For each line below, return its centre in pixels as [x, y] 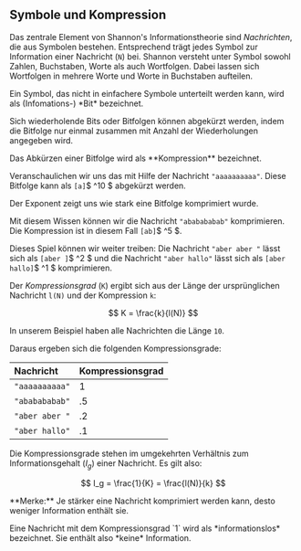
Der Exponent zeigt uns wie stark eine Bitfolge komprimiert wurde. [134, 203]
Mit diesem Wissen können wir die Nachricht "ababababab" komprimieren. [147, 221]
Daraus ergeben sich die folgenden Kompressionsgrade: [115, 348]
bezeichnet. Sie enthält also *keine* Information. [100, 537]
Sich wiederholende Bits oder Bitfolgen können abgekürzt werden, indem [147, 121]
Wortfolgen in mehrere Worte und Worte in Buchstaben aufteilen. [131, 76]
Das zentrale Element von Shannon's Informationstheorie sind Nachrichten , [151, 37]
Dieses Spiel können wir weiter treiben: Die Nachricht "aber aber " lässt [145, 248]
